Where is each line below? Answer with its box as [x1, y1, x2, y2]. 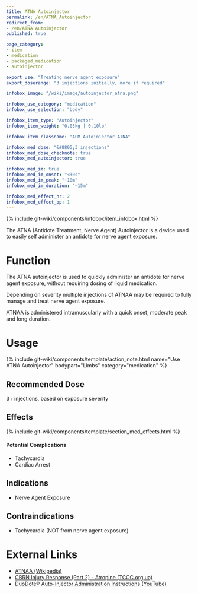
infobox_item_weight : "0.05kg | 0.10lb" [6, 123, 108, 129]
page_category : [6, 42, 44, 47]
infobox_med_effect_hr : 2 [6, 194, 70, 199]
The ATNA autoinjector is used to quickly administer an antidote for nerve [6, 274, 185, 281]
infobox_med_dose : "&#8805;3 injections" [6, 144, 110, 150]
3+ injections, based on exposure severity [6, 395, 109, 402]
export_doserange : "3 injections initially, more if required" [6, 80, 165, 86]
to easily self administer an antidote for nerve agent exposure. [6, 233, 158, 240]
